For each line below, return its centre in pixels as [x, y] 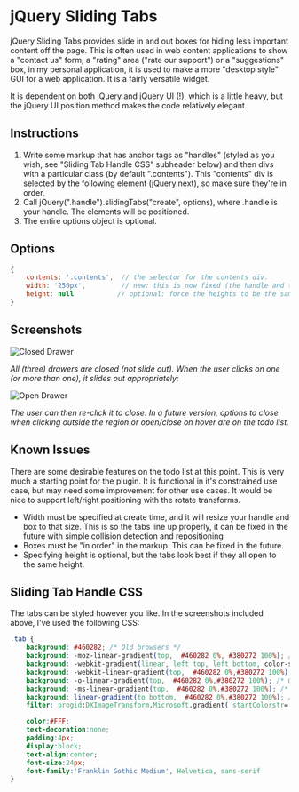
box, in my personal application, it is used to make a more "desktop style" [144, 69]
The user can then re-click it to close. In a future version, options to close [144, 412]
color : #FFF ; [48, 722]
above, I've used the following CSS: [75, 623]
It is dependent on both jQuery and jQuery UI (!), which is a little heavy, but [146, 96]
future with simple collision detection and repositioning [123, 536]
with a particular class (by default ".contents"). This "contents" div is [148, 173]
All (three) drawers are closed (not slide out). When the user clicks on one [145, 368]
